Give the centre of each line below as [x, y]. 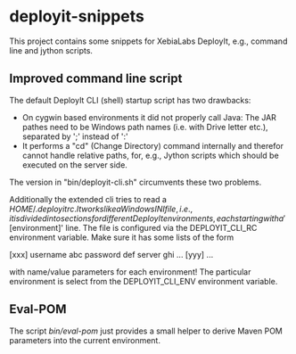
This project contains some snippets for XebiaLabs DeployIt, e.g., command [148, 41]
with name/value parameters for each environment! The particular [130, 272]
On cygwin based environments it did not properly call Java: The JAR [149, 117]
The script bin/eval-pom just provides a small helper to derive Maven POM [146, 331]
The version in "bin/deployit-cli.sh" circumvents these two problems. [136, 182]
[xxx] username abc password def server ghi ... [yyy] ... [111, 254]
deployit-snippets [77, 16]
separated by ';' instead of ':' [75, 136]
